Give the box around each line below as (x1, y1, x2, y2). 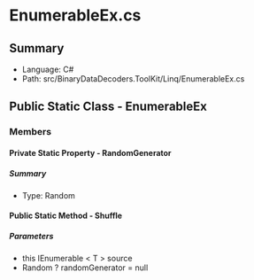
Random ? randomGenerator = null (21, 262, 149, 273)
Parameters (9, 231, 54, 242)
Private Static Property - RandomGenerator (9, 147, 172, 158)
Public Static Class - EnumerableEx (9, 99, 208, 114)
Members (9, 126, 51, 138)
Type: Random (21, 190, 75, 200)
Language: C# (21, 64, 74, 74)
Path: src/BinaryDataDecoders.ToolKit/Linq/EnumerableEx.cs (21, 74, 245, 84)
